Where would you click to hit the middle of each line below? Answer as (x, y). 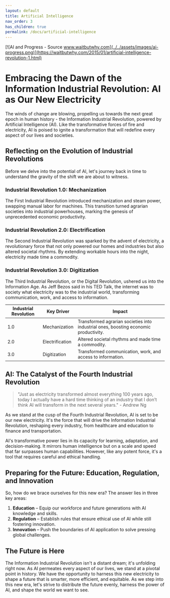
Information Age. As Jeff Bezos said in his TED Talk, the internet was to (79, 286)
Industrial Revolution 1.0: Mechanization (56, 190)
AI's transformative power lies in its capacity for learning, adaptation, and (82, 441)
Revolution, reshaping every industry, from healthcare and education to (79, 425)
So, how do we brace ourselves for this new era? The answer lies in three (82, 493)
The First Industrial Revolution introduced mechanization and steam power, (83, 201)
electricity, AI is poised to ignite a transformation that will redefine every (80, 130)
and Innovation (29, 481)
